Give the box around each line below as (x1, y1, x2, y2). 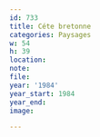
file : (9, 73, 30, 82)
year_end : (9, 97, 47, 107)
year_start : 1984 (9, 89, 75, 98)
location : (9, 55, 47, 64)
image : (9, 106, 35, 115)
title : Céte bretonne (9, 22, 92, 31)
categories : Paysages (9, 30, 92, 39)
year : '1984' (9, 81, 59, 90)
